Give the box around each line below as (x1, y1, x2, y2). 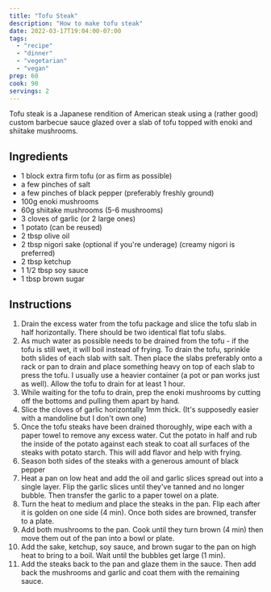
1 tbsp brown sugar (20, 274, 85, 283)
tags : (9, 34, 27, 43)
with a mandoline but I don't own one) (20, 414, 148, 422)
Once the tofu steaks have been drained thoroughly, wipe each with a (20, 422, 252, 431)
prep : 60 (9, 72, 39, 80)
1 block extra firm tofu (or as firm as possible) (20, 171, 173, 181)
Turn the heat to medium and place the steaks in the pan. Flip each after (20, 499, 261, 509)
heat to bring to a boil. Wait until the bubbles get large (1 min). (20, 551, 226, 560)
